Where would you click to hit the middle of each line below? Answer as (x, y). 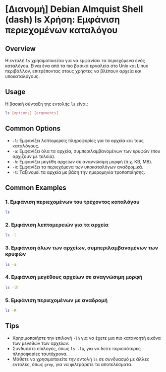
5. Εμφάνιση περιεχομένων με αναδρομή (56, 300)
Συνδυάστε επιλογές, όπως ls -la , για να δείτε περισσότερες (77, 348)
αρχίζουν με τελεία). (34, 156)
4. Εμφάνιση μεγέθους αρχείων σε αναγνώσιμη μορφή (74, 277)
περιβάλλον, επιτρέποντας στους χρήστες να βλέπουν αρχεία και (73, 71)
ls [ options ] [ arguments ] (32, 113)
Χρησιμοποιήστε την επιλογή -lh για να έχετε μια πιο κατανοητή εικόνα (86, 338)
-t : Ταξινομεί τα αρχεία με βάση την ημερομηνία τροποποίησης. (79, 172)
